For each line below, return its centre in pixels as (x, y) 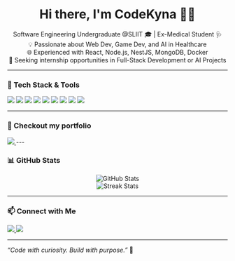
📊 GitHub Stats (34, 161)
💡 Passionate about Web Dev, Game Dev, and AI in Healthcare (117, 44)
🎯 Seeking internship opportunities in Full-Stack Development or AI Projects (117, 60)
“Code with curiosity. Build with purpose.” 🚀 (71, 250)
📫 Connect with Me (42, 211)
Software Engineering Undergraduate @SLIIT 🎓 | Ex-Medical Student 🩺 (117, 34)
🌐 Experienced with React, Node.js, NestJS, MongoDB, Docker (117, 52)
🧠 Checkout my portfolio (49, 126)
